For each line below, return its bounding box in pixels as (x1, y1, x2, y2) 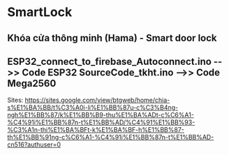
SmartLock (7, 4, 73, 20)
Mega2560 (7, 77, 57, 89)
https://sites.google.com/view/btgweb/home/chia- (24, 96, 170, 105)
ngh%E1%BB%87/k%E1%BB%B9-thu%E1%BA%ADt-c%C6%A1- (7, 111, 194, 119)
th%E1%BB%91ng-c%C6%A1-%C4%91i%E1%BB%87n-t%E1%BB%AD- (7, 133, 214, 142)
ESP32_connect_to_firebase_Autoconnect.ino (7, 55, 212, 67)
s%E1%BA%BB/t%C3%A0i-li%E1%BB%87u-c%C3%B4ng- (7, 103, 179, 112)
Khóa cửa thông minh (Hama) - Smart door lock (7, 32, 217, 44)
